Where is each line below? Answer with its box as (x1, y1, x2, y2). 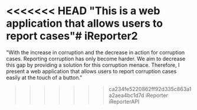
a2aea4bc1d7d (109, 92, 145, 99)
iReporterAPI (109, 98, 140, 105)
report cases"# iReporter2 (6, 30, 138, 43)
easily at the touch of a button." (6, 74, 83, 81)
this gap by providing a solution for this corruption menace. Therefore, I (6, 61, 180, 69)
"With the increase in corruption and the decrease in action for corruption (6, 48, 185, 56)
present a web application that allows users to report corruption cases (6, 67, 177, 75)
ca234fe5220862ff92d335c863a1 (109, 85, 192, 92)
